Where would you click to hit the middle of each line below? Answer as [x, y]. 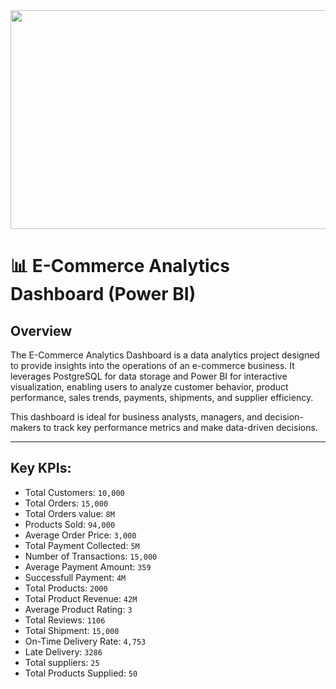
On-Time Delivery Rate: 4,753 [85, 641]
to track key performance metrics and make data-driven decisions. [180, 427]
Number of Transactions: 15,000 [91, 556]
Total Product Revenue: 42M [81, 598]
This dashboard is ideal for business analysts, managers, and [136, 417]
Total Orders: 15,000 [66, 503]
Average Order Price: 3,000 [80, 535]
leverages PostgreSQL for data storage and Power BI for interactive [149, 376]
